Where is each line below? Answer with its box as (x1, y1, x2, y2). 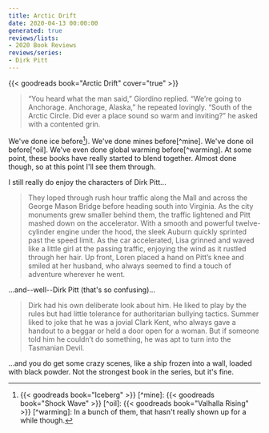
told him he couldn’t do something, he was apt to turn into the (27, 334, 231, 344)
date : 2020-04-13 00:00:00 (8, 19, 98, 27)
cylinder (27, 227, 55, 236)
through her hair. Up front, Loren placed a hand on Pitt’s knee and (27, 252, 244, 262)
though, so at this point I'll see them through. (8, 162, 156, 171)
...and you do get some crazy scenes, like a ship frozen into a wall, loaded (8, 358, 252, 368)
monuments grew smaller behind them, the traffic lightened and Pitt (27, 210, 251, 219)
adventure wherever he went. (27, 269, 126, 279)
